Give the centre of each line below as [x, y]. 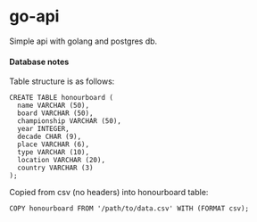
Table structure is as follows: [62, 81]
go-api [34, 16]
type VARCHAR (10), [54, 152]
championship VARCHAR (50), [70, 121]
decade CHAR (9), [50, 137]
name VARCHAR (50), [54, 106]
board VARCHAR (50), [55, 113]
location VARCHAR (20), [61, 160]
